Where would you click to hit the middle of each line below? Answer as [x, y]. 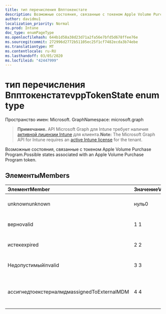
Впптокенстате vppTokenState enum [82, 95]
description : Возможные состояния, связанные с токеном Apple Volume [78, 14]
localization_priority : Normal [37, 24]
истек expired [23, 245]
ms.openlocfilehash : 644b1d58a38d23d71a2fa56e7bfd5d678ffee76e [72, 38]
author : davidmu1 [23, 19]
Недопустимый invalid [33, 265]
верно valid [21, 224]
